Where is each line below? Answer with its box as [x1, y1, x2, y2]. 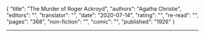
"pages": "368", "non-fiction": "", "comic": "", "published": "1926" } [6, 18, 175, 25]
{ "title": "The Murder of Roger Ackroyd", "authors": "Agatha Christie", [6, 5, 182, 12]
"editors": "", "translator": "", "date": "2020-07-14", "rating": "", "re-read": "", [6, 12, 199, 19]
